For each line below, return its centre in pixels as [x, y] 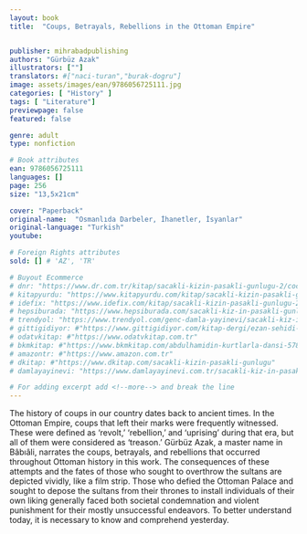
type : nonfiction [42, 144]
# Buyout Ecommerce [47, 277]
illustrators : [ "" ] [47, 68]
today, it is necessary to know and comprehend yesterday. [120, 520]
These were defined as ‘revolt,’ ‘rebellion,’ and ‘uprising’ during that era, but [152, 433]
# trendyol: [32, 320]
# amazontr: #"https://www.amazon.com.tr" [91, 354]
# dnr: [22, 286]
